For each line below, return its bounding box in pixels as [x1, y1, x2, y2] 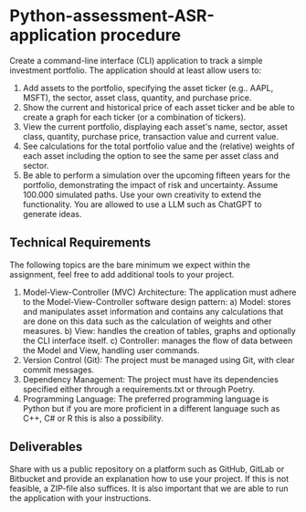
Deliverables [9, 439, 83, 455]
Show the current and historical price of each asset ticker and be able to [22, 101, 295, 112]
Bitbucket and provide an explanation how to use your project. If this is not [9, 473, 290, 484]
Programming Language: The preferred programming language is [22, 393, 269, 404]
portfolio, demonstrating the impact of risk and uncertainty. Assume [22, 179, 279, 190]
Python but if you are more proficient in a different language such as [22, 402, 280, 413]
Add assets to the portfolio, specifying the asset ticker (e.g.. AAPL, [22, 82, 274, 93]
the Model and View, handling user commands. [22, 344, 200, 356]
